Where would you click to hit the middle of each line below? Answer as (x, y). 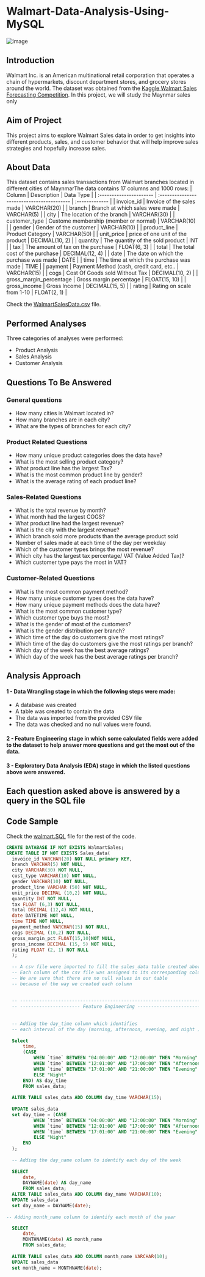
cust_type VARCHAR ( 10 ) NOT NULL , (54, 876)
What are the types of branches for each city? (73, 426)
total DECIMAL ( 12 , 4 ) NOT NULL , (53, 910)
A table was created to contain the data (65, 711)
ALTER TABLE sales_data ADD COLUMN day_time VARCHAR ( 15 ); (87, 1098)
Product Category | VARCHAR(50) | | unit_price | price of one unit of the (97, 234)
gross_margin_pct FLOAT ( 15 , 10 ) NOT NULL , (64, 938)
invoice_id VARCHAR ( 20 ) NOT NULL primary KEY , (72, 859)
